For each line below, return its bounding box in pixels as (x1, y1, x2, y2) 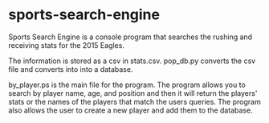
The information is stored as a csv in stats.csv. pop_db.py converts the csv (8, 56, 256, 65)
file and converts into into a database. (8, 64, 133, 73)
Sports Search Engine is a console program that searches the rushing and (8, 32, 253, 42)
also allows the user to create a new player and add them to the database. (8, 105, 253, 115)
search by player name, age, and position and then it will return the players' (8, 88, 258, 97)
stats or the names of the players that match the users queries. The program (8, 97, 261, 106)
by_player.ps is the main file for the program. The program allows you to (8, 80, 247, 89)
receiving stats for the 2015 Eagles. (8, 40, 124, 50)
